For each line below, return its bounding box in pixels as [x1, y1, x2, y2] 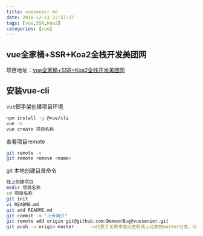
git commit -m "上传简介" [6, 213, 68, 219]
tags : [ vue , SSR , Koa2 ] [6, 20, 61, 26]
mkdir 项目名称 [6, 185, 41, 191]
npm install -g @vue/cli [6, 115, 69, 121]
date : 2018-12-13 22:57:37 [6, 14, 74, 20]
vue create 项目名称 [6, 126, 54, 132]
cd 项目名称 [6, 190, 33, 196]
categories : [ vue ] [6, 25, 53, 32]
